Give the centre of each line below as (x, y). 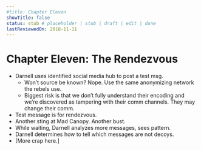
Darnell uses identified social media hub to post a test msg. (89, 76)
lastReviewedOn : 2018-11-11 (42, 29)
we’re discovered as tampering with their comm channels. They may (110, 102)
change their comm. (49, 109)
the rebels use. (43, 89)
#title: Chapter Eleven (36, 12)
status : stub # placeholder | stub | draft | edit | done (81, 23)
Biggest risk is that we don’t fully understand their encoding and (104, 96)
